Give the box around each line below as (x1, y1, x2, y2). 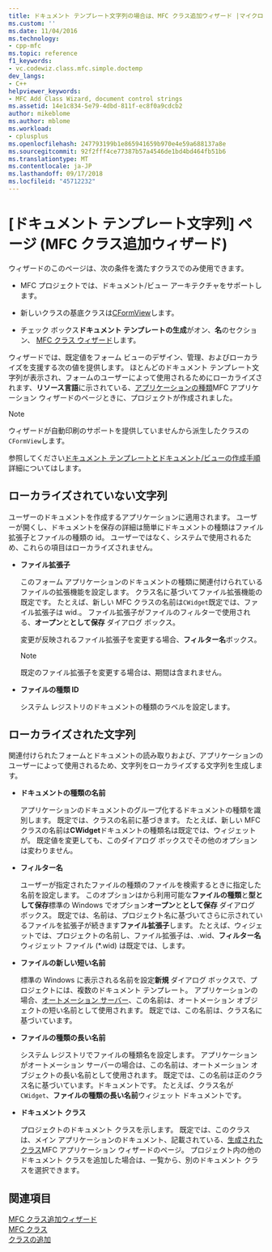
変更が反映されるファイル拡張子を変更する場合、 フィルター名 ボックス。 (19, 634, 261, 644)
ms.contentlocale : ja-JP (8, 163, 92, 171)
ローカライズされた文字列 (8, 728, 136, 741)
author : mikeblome (8, 110, 70, 118)
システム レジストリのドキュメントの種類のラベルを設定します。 (19, 702, 235, 711)
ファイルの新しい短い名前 (19, 958, 106, 968)
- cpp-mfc (8, 42, 42, 50)
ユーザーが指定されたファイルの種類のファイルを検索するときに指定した (19, 880, 261, 890)
